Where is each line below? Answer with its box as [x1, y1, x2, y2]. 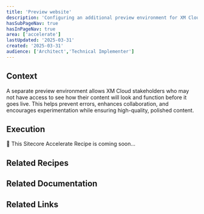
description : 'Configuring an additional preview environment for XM [6, 15, 186, 21]
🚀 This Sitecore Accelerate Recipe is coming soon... [6, 140, 135, 148]
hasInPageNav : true [6, 26, 56, 32]
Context [6, 71, 38, 81]
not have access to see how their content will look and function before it [6, 94, 187, 101]
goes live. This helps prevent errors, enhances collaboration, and [6, 100, 169, 107]
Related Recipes [6, 157, 69, 168]
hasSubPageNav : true [6, 20, 59, 26]
